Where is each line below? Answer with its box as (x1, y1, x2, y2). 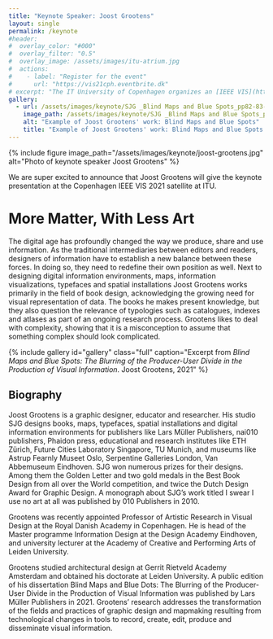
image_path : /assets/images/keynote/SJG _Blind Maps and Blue (23, 111, 238, 119)
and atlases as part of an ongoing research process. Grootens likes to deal (8, 314, 258, 324)
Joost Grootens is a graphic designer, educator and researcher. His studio (8, 409, 256, 419)
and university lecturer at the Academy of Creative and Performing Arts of (8, 538, 256, 548)
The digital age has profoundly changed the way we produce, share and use (8, 236, 264, 246)
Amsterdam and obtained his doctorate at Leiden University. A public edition (8, 571, 264, 580)
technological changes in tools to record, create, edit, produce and (8, 614, 232, 624)
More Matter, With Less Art (8, 209, 195, 228)
